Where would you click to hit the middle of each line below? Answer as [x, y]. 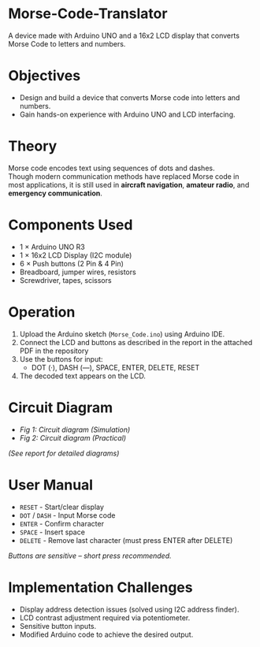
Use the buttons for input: [61, 359]
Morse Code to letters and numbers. [67, 43]
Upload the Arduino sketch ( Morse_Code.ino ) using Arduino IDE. [122, 334]
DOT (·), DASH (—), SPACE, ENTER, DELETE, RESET [115, 367]
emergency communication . [55, 193]
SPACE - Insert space [52, 532]
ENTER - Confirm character [62, 523]
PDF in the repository [54, 351]
